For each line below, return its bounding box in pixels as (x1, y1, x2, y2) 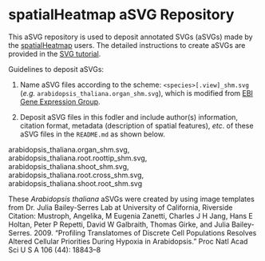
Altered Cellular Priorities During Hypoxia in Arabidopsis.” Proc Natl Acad (8, 236, 248, 246)
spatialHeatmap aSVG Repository (8, 6, 235, 24)
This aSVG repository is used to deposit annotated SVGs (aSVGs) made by (8, 32, 253, 42)
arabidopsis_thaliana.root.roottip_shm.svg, (8, 153, 148, 163)
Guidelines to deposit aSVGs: (8, 64, 105, 73)
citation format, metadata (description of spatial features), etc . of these (19, 121, 254, 130)
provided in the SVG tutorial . (8, 49, 101, 58)
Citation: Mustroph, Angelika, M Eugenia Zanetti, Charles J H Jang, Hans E (8, 211, 253, 220)
